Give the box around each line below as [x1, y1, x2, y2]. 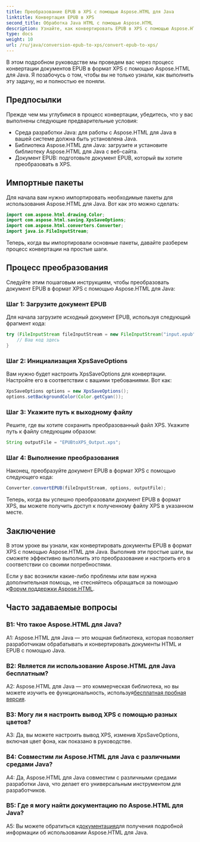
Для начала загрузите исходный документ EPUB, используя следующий [6, 313, 191, 321]
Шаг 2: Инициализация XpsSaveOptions [6, 356, 128, 365]
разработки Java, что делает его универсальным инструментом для [6, 780, 182, 787]
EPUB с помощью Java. [6, 646, 66, 654]
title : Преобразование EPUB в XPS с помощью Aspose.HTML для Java [6, 8, 174, 15]
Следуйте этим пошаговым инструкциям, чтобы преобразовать [6, 279, 170, 286]
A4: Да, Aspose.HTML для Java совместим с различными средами [6, 774, 177, 781]
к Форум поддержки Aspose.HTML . [6, 585, 95, 592]
